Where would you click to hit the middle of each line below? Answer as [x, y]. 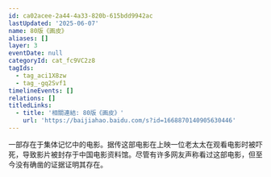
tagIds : [21, 68]
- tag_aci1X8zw [41, 76]
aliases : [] [28, 38]
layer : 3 [23, 46]
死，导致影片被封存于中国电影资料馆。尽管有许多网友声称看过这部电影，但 [132, 154]
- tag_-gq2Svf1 [41, 83]
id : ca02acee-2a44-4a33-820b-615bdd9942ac [81, 16]
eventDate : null [35, 53]
